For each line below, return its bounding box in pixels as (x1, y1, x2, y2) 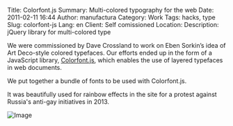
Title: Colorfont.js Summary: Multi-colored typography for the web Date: (7, 6, 214, 14)
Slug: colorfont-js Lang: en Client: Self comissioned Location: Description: (7, 21, 219, 28)
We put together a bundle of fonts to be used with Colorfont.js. (7, 77, 187, 85)
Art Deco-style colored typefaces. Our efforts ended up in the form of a (7, 48, 212, 57)
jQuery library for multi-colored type (7, 28, 111, 36)
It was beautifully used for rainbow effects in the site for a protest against (7, 90, 217, 98)
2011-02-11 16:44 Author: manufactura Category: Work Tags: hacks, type (7, 13, 216, 21)
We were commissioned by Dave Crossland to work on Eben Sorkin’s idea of (7, 42, 226, 49)
